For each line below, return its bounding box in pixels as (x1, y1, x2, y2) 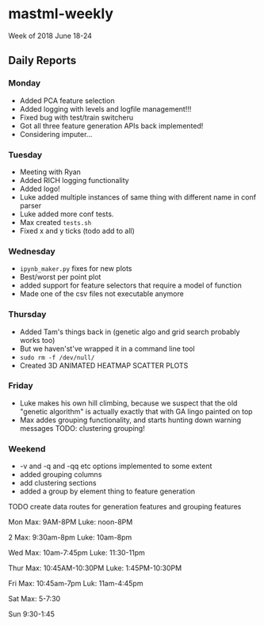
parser (19, 200, 42, 210)
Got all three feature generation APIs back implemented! (19, 120, 204, 131)
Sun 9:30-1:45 (8, 609, 55, 619)
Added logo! (19, 184, 61, 193)
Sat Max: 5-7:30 (8, 594, 61, 604)
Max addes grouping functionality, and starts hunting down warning (19, 415, 242, 425)
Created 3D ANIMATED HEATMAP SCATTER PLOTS (19, 360, 189, 370)
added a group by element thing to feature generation (19, 486, 196, 496)
